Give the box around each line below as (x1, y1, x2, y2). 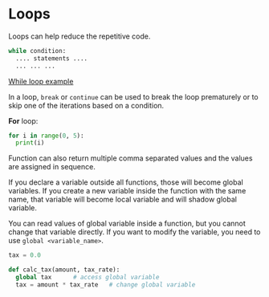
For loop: (8, 116, 39, 125)
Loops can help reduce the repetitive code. (8, 31, 151, 41)
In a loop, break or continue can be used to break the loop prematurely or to (8, 92, 259, 101)
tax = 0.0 (8, 251, 42, 259)
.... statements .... (15, 54, 88, 63)
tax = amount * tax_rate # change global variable (15, 280, 196, 289)
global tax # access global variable (15, 274, 160, 282)
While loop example (8, 76, 74, 86)
